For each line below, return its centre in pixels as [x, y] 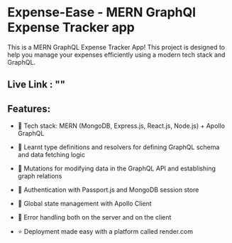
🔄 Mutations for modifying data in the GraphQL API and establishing [117, 168]
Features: [29, 108]
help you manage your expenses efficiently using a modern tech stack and [116, 55]
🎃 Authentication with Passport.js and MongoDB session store [108, 190]
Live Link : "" [37, 85]
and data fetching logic [51, 155]
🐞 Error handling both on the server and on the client [94, 217]
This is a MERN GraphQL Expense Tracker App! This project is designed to [116, 47]
